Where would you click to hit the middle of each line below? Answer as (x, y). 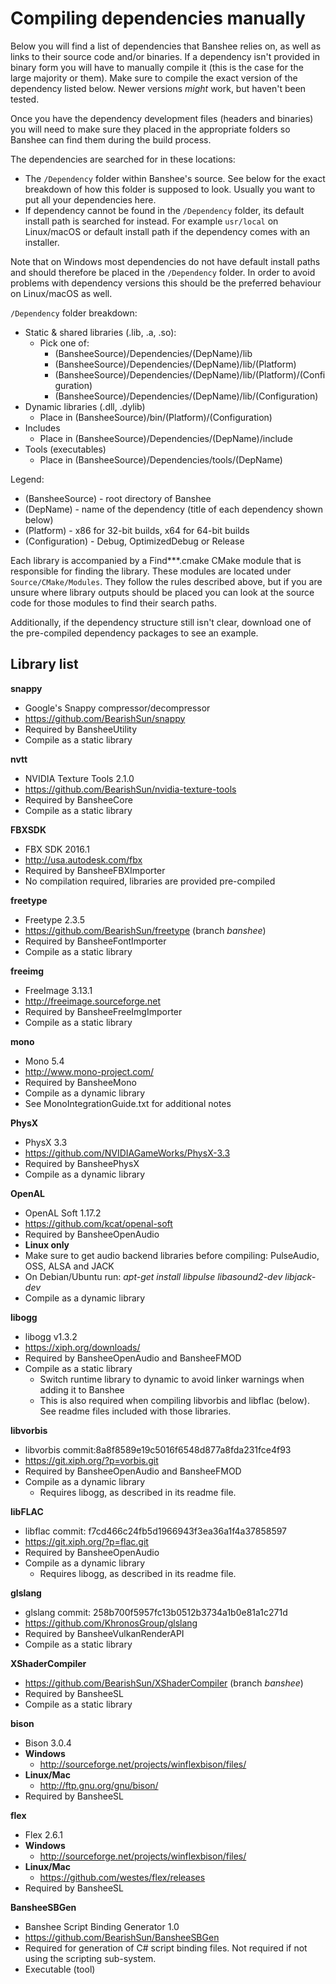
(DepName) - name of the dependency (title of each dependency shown (173, 509)
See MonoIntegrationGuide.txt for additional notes (128, 1103)
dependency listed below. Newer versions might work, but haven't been (158, 88)
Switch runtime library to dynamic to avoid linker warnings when (172, 1379)
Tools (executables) (65, 449)
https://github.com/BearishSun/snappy (105, 718)
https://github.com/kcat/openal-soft (98, 1223)
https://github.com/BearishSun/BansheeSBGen (122, 1937)
